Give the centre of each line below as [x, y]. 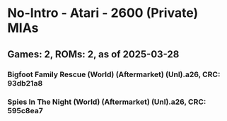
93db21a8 [25, 83]
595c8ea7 [25, 111]
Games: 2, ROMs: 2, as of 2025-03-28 [93, 54]
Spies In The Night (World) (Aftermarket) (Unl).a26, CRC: [107, 102]
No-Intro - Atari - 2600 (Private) [103, 13]
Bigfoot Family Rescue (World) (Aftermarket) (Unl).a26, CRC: [114, 74]
